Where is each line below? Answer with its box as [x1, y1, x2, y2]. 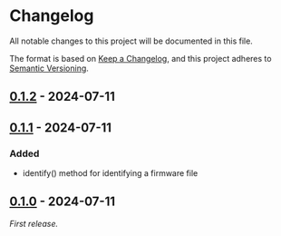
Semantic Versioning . [9, 63, 89, 74]
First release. [9, 218, 59, 229]
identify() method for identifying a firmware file [22, 168, 199, 179]
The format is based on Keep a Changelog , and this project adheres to [9, 53, 272, 64]
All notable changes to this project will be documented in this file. [9, 35, 254, 46]
